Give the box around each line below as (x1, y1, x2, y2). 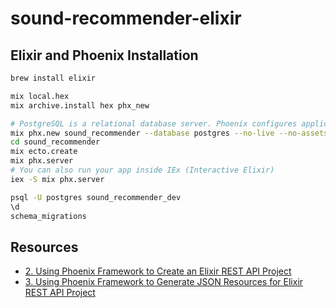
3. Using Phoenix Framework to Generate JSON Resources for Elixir (24, 276, 304, 288)
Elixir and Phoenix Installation (10, 47, 199, 64)
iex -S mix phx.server (10, 174, 105, 184)
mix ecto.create (10, 147, 78, 157)
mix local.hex (10, 91, 70, 101)
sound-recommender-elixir (10, 7, 242, 30)
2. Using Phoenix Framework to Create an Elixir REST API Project (24, 265, 292, 277)
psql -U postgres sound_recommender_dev (10, 192, 182, 202)
